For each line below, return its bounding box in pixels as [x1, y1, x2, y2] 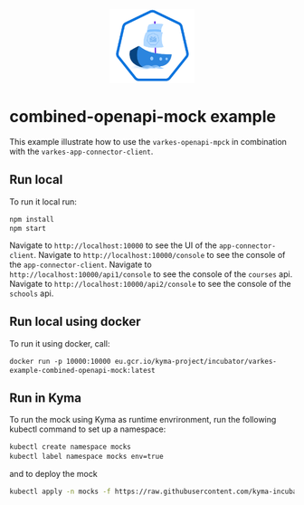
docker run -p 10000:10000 [9, 357, 111, 366]
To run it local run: [9, 195, 77, 207]
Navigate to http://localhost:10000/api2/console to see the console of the [9, 278, 291, 289]
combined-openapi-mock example [9, 107, 276, 127]
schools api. [9, 288, 54, 299]
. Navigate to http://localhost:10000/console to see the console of [33, 249, 286, 260]
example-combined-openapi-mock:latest [9, 366, 156, 375]
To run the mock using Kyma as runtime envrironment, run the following [9, 414, 277, 425]
